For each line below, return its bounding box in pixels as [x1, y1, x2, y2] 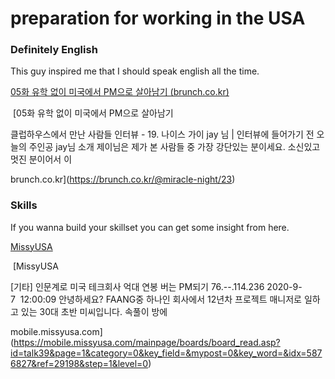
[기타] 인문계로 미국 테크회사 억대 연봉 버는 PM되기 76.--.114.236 [10, 280, 265, 292]
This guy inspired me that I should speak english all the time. [10, 65, 260, 77]
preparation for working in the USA [10, 7, 306, 30]
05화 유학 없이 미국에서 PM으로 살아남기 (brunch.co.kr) [10, 86, 230, 98]
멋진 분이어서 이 [10, 153, 73, 166]
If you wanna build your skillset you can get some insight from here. [10, 221, 290, 233]
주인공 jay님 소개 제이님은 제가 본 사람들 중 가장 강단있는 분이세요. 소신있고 [28, 141, 321, 153]
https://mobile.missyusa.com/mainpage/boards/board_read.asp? [13, 336, 281, 348]
